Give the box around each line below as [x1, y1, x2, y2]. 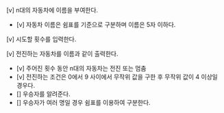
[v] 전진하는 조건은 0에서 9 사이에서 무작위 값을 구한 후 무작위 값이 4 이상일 [16, 73, 219, 81]
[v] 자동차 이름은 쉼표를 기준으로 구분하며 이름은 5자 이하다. [16, 21, 176, 29]
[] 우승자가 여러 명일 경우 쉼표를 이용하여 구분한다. [16, 99, 151, 106]
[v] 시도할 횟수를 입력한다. [6, 35, 77, 43]
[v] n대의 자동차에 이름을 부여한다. [6, 6, 99, 14]
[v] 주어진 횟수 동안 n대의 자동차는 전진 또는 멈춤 [16, 64, 147, 72]
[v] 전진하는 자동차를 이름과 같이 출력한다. [6, 50, 119, 58]
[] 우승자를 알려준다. [16, 90, 71, 98]
